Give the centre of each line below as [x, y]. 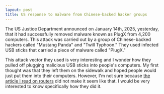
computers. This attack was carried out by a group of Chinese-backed [78, 39]
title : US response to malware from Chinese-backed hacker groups [76, 14]
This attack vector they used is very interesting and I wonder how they [78, 59]
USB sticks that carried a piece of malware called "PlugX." [65, 50]
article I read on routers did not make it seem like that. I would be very [77, 81]
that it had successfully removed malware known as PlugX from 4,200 [78, 34]
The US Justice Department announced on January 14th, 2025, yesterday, [82, 28]
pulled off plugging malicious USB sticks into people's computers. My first [82, 65]
